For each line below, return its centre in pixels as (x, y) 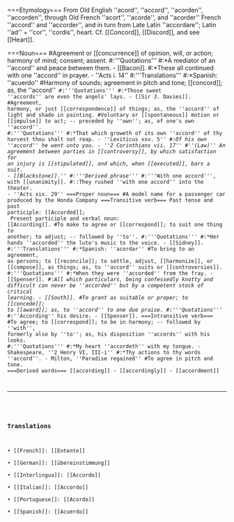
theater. (20, 188)
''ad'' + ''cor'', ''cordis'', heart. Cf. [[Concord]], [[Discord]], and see (103, 32)
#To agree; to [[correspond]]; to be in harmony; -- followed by (104, 322)
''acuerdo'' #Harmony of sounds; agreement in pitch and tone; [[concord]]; (115, 82)
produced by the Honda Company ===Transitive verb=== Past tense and (110, 200)
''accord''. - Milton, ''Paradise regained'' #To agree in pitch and (110, 358)
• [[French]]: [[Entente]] (46, 451)
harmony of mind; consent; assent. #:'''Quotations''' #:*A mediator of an (111, 61)
